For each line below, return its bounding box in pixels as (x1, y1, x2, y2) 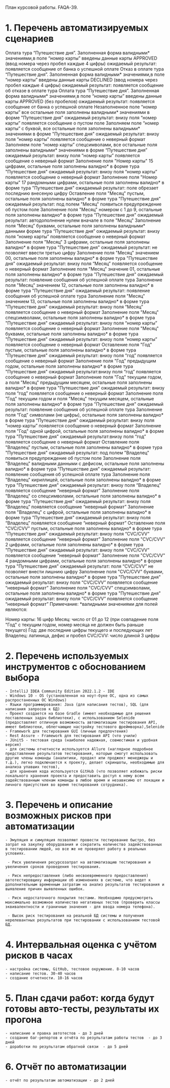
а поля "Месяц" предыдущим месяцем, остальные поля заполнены (5, 379, 152, 386)
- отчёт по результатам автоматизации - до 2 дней (5, 1078, 115, 1083)
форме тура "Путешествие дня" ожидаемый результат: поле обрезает (5, 185, 159, 191)
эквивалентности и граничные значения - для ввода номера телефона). (5, 904, 156, 909)
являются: (5, 606, 28, 612)
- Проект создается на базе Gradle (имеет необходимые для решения (5, 711, 151, 716)
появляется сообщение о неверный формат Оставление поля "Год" (5, 341, 152, 347)
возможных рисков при (5, 810, 112, 821)
